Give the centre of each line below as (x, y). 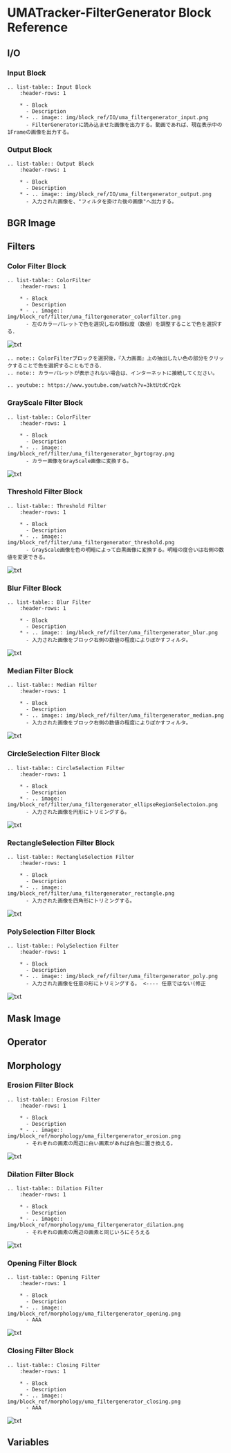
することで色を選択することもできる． (58, 366)
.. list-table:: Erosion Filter (54, 1099)
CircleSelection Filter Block (54, 754)
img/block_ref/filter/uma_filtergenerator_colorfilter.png (94, 317)
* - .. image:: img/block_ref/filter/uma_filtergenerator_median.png (122, 715)
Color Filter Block (37, 266)
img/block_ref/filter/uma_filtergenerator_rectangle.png (91, 894)
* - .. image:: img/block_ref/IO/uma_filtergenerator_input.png (114, 117)
